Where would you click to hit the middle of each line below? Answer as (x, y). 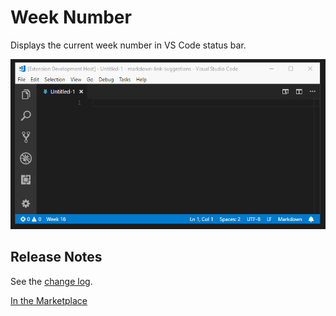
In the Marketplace (49, 300)
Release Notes (56, 257)
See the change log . (51, 281)
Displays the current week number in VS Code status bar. (128, 45)
